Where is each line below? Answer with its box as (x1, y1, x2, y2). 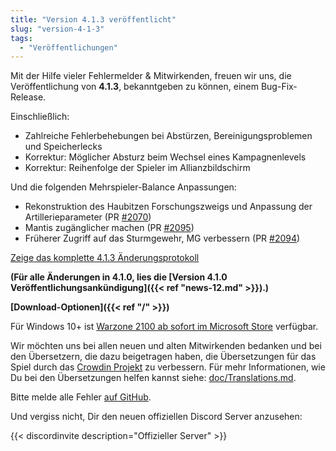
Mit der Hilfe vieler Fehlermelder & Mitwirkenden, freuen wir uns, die (10, 70, 292, 82)
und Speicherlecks (24, 141, 103, 153)
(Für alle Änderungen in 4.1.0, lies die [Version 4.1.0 (10, 271, 228, 283)
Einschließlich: (10, 111, 70, 123)
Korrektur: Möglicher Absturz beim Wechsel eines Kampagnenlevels (24, 151, 307, 163)
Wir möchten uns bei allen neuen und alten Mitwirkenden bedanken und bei (10, 340, 322, 352)
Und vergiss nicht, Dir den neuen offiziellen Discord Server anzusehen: (10, 411, 303, 423)
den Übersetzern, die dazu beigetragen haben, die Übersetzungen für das (10, 351, 317, 363)
